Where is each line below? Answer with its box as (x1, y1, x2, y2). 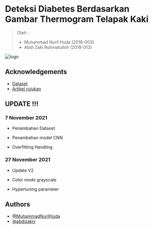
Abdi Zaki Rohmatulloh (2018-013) (24, 44, 92, 50)
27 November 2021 (5, 156, 51, 163)
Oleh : (16, 30, 29, 35)
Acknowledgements (5, 68, 67, 76)
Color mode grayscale (12, 177, 57, 182)
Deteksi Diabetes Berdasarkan (5, 3, 130, 15)
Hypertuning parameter (12, 186, 59, 192)
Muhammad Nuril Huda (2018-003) (24, 39, 94, 45)
